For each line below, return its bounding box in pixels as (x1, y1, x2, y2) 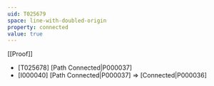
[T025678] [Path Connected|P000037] (17, 63, 133, 72)
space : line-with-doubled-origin (7, 17, 107, 24)
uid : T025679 (7, 10, 46, 18)
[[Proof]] (7, 50, 34, 58)
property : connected (7, 23, 69, 31)
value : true (7, 30, 43, 38)
